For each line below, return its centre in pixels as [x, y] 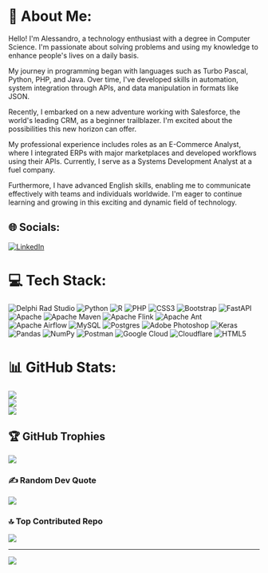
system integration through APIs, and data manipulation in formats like [124, 88]
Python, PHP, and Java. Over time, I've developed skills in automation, [124, 79]
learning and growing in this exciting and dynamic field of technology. [123, 202]
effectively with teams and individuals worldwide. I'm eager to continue [125, 193]
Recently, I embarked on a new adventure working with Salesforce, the [124, 112]
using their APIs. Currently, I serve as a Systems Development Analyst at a [130, 161]
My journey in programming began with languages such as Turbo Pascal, [128, 70]
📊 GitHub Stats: [63, 367]
